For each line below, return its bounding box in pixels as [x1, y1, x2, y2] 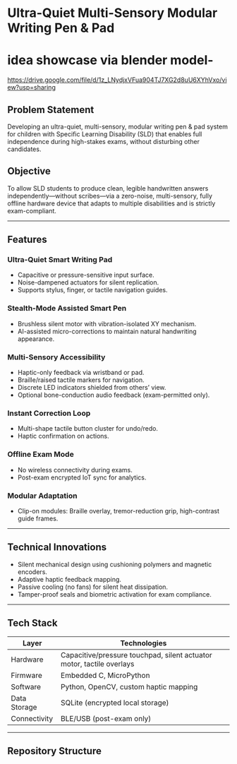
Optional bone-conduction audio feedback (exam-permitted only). [17, 390, 210, 400]
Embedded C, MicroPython [61, 670, 150, 680]
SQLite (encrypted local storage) [61, 698, 169, 708]
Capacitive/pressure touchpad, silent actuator [61, 650, 213, 659]
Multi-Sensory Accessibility [7, 352, 106, 362]
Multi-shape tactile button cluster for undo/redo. [17, 424, 159, 433]
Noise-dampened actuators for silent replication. [17, 278, 159, 287]
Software [11, 681, 41, 691]
